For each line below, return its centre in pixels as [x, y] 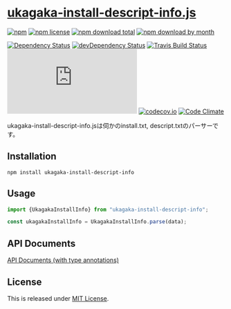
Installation [32, 157]
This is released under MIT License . [58, 298]
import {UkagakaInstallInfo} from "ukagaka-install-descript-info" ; [108, 209]
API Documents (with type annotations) [63, 260]
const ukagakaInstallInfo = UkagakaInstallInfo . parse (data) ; [97, 222]
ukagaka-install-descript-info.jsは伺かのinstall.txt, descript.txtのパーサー [110, 125]
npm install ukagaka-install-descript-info [71, 172]
